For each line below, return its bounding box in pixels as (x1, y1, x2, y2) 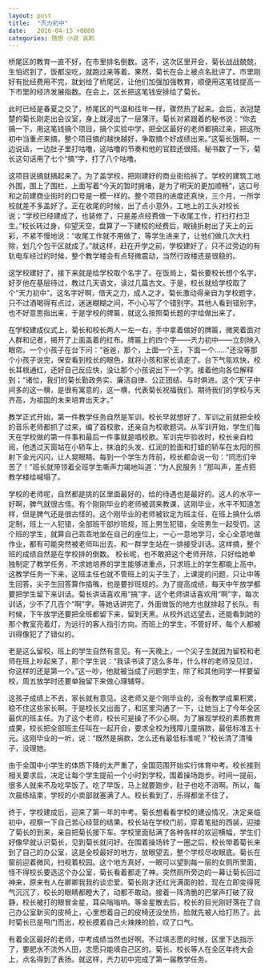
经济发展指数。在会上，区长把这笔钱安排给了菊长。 (35, 87, 205, 97)
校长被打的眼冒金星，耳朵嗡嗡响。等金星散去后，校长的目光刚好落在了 (22, 897, 254, 907)
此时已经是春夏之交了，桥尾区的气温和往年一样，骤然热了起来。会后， (8, 104, 240, 114)
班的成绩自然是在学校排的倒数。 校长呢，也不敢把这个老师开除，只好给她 (8, 549, 249, 559)
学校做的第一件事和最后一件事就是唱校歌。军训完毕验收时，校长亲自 (22, 432, 247, 442)
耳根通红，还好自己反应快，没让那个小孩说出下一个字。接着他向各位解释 (14, 365, 254, 375)
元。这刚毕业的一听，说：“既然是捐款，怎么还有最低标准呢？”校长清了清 (8, 733, 247, 743)
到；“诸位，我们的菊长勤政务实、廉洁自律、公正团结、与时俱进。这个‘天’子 (8, 375, 254, 385)
